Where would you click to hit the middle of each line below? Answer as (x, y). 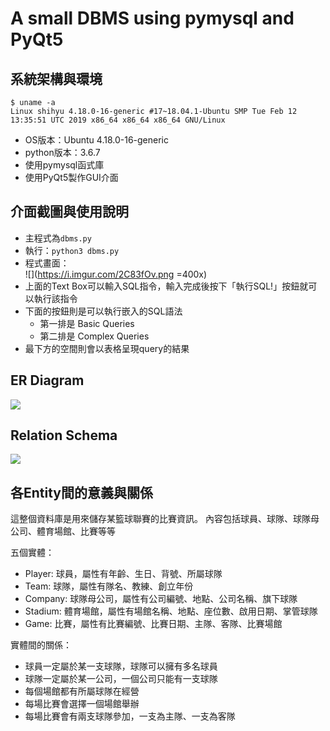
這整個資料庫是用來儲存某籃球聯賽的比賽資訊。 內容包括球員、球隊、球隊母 (165, 519)
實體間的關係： (41, 645)
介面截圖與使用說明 (69, 212)
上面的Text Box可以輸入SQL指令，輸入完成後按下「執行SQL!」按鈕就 (166, 286)
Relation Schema (64, 435)
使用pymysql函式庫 (64, 165)
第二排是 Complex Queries (94, 336)
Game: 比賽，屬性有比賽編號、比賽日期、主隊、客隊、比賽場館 (153, 624)
